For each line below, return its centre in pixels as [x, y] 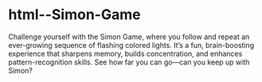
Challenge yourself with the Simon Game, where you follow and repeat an [129, 37]
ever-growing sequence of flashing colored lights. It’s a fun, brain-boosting [131, 45]
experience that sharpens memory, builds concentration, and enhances [125, 53]
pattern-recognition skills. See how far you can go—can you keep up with [129, 62]
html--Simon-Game [74, 15]
